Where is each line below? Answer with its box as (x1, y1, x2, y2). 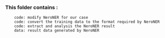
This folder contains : (5, 4, 58, 11)
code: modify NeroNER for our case (14, 15, 88, 20)
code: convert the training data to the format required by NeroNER (14, 19, 160, 25)
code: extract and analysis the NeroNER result (14, 24, 115, 29)
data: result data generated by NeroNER (14, 28, 99, 33)
